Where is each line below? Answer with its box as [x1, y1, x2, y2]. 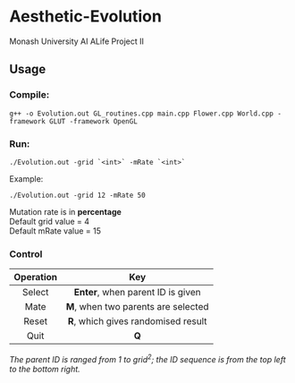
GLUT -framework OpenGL [48, 116, 139, 126]
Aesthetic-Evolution [9, 6, 163, 27]
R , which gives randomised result [67, 315, 207, 328]
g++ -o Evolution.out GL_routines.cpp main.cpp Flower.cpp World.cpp [9, 109, 274, 118]
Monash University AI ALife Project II [9, 36, 145, 47]
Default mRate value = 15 [9, 226, 101, 236]
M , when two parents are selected [65, 301, 209, 313]
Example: [9, 173, 44, 184]
